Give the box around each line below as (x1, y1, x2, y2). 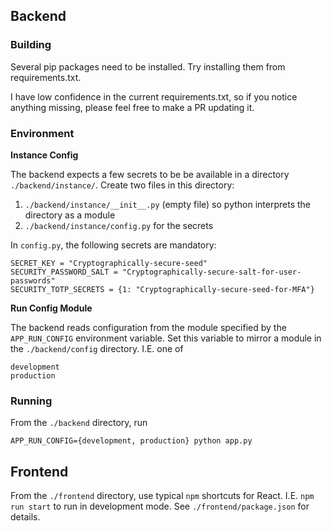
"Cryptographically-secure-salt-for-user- (121, 267, 302, 277)
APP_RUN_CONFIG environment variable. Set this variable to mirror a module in (10, 332, 322, 344)
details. (10, 511, 41, 523)
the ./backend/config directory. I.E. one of (10, 342, 184, 354)
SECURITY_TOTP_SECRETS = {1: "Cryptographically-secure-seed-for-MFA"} (10, 284, 315, 294)
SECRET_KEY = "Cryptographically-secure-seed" (10, 258, 208, 268)
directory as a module (24, 209, 116, 221)
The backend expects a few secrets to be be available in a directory (10, 168, 290, 180)
